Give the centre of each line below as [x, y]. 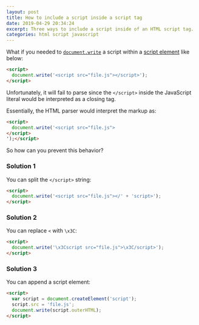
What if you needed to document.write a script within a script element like [98, 52]
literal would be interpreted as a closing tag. [61, 99]
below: [15, 58]
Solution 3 [22, 269]
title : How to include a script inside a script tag [74, 18]
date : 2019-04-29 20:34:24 [40, 23]
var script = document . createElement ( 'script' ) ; [74, 299]
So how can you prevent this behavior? [55, 150]
